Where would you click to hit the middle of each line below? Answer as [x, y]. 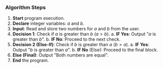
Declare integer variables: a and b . [48, 23]
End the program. [31, 61]
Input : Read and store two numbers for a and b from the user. [76, 29]
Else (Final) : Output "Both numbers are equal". [60, 55]
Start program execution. [39, 18]
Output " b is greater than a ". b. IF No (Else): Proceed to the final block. [85, 50]
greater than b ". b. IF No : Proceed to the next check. [66, 39]
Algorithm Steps [26, 7]
